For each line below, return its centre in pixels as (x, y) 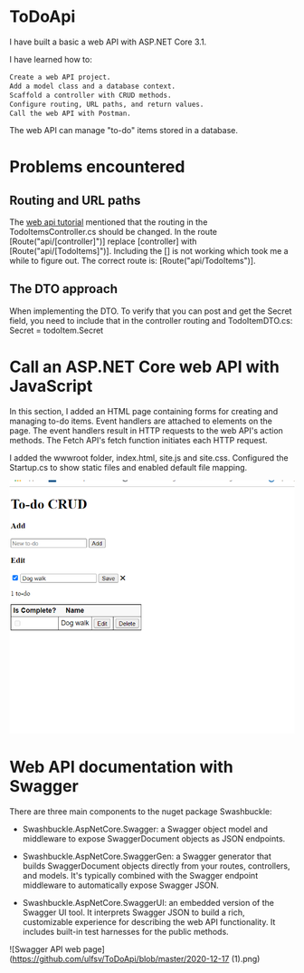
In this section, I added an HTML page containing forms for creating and (144, 411)
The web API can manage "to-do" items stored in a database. (123, 130)
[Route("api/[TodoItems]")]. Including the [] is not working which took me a (149, 250)
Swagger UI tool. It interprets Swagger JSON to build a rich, (133, 912)
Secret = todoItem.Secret (57, 330)
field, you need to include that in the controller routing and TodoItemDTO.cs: (151, 320)
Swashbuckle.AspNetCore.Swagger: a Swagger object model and (145, 829)
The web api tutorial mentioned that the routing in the (109, 222)
